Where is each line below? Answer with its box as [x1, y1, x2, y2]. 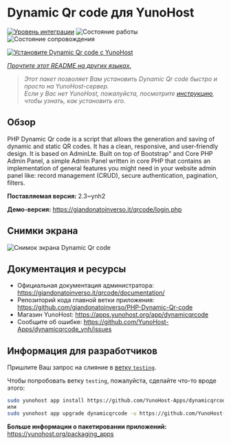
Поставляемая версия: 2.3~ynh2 [7, 192, 106, 200]
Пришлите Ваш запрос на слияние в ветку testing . [7, 363, 157, 372]
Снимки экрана [7, 225, 78, 237]
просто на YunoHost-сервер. [23, 82, 109, 90]
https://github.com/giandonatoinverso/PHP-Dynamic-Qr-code [16, 304, 193, 312]
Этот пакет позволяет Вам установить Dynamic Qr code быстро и [23, 74, 218, 83]
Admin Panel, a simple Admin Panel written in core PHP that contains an [7, 157, 211, 165]
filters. [7, 179, 25, 187]
